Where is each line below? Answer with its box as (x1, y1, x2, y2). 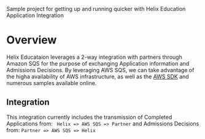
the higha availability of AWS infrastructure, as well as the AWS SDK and (6, 73, 189, 80)
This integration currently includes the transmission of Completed (6, 113, 172, 121)
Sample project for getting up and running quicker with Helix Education (6, 6, 186, 12)
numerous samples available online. (6, 79, 97, 86)
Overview (6, 33, 57, 47)
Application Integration (6, 12, 64, 19)
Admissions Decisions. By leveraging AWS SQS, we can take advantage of (6, 66, 195, 73)
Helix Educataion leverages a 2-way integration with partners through (6, 53, 182, 61)
